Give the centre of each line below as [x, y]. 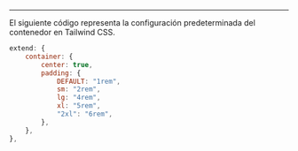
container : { [49, 57]
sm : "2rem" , [78, 89]
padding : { [61, 73]
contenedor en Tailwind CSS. [62, 32]
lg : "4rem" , [78, 98]
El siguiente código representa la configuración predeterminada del [132, 23]
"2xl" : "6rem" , [85, 114]
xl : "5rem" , [78, 106]
